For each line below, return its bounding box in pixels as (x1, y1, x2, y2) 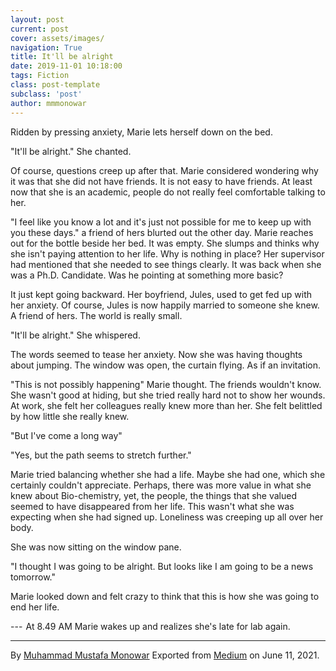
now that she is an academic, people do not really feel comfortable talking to (10, 186, 326, 198)
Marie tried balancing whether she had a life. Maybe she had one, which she (10, 468, 326, 480)
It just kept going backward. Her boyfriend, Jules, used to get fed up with (10, 288, 312, 300)
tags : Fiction (10, 71, 70, 81)
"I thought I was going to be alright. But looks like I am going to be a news (10, 560, 314, 572)
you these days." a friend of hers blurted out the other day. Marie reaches (10, 226, 314, 238)
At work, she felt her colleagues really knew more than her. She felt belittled (10, 399, 323, 411)
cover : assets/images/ (10, 33, 105, 43)
